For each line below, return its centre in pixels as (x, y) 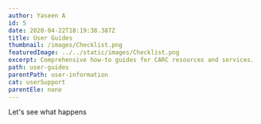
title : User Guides (41, 38)
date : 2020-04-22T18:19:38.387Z (62, 30)
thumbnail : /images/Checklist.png (66, 45)
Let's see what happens (48, 112)
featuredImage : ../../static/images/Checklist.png (94, 52)
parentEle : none (35, 89)
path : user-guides (39, 68)
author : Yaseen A (37, 15)
